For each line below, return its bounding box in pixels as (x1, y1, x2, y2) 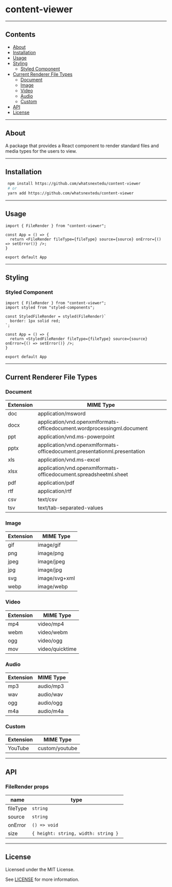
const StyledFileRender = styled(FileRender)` (5, 314, 106, 319)
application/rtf (37, 488, 72, 495)
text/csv (37, 496, 58, 503)
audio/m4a (37, 708, 64, 715)
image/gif (37, 542, 61, 549)
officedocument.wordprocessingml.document (37, 425, 148, 432)
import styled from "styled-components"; (5, 305, 95, 310)
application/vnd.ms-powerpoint (37, 433, 115, 440)
